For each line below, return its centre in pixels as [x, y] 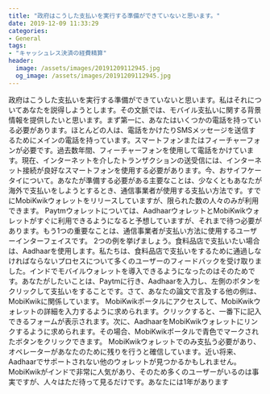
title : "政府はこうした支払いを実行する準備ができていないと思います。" [114, 16]
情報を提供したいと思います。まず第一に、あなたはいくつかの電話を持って [131, 120]
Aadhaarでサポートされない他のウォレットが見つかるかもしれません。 [125, 361]
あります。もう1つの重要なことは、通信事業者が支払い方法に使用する [122, 230]
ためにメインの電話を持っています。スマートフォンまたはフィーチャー [131, 140]
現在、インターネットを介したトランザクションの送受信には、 [124, 160]
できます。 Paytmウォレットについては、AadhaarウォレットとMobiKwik [127, 210]
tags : [17, 46]
